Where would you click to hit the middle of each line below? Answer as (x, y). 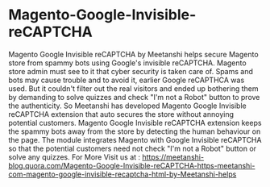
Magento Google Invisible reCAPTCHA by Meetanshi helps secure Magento (134, 54)
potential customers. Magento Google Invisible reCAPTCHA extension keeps (135, 123)
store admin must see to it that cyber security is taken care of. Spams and (131, 71)
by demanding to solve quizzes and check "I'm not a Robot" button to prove (134, 97)
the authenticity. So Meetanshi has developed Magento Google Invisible (128, 106)
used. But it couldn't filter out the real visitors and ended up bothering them (133, 88)
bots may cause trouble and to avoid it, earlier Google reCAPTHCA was (127, 80)
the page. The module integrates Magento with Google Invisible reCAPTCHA (135, 139)
